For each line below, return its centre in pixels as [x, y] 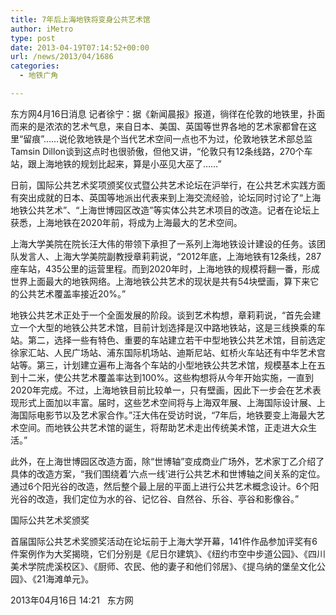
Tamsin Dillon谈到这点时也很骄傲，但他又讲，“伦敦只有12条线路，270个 [157, 151]
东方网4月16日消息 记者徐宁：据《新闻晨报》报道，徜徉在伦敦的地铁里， [159, 113]
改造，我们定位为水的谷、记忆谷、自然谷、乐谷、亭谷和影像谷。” [168, 498]
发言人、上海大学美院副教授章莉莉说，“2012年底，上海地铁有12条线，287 [170, 256]
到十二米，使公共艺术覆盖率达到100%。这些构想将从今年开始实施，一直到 [162, 377]
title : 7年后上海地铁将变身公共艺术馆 [80, 19]
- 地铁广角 [39, 76]
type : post [33, 38]
